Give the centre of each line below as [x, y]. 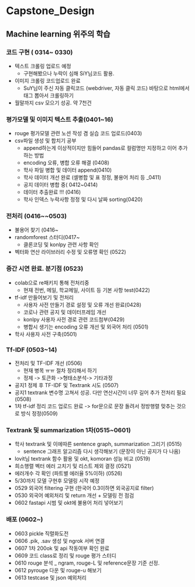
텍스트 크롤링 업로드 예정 [43, 66]
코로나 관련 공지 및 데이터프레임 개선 [65, 312]
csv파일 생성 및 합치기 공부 [45, 141]
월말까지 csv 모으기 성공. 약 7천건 [53, 103]
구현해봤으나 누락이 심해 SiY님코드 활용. [69, 73]
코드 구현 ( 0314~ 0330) [40, 52]
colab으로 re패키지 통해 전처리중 [52, 283]
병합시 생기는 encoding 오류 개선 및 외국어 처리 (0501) [86, 327]
